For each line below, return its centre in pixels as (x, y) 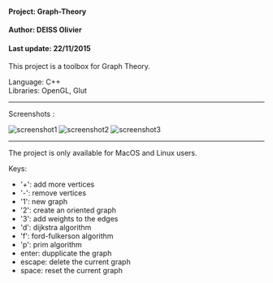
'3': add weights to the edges (69, 219)
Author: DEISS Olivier (45, 30)
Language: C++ (35, 82)
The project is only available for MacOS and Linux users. (103, 153)
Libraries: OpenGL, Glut (48, 91)
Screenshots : (32, 114)
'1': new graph (43, 202)
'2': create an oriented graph (68, 210)
